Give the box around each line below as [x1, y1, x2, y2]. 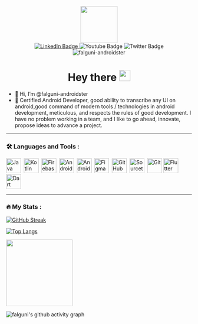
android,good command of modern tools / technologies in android [14, 103, 175, 110]
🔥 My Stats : [6, 203, 42, 211]
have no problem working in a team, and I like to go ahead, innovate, [14, 115, 181, 122]
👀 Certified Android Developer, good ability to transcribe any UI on [14, 96, 176, 103]
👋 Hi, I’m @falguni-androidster [14, 90, 88, 97]
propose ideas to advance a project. [14, 121, 103, 129]
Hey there [67, 71, 117, 85]
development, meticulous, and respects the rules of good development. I [14, 109, 192, 116]
